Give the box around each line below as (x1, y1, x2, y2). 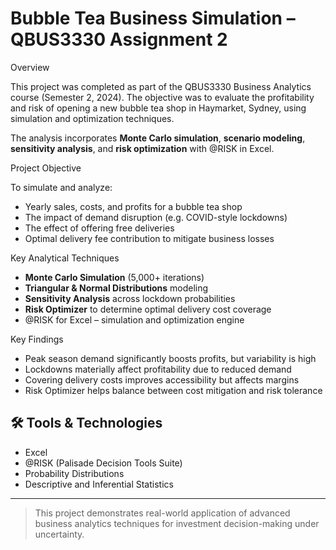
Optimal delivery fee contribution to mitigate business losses (24, 232, 275, 244)
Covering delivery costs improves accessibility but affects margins (24, 373, 300, 386)
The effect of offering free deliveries (24, 222, 175, 234)
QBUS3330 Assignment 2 (10, 28, 228, 51)
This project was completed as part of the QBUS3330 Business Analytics (10, 80, 312, 92)
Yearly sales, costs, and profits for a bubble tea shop (24, 200, 243, 212)
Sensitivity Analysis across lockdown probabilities (24, 292, 236, 304)
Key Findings (10, 333, 64, 345)
